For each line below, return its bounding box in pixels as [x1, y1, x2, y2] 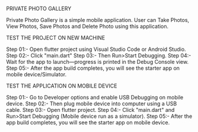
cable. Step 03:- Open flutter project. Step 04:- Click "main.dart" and [6, 107, 175, 113]
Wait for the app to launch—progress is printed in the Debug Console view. [6, 59, 189, 65]
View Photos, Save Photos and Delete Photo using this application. [6, 23, 169, 30]
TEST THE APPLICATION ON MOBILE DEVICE [6, 82, 117, 89]
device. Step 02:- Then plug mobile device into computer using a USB [6, 100, 177, 107]
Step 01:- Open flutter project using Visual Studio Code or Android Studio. [6, 46, 186, 53]
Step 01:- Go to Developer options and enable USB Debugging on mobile [6, 94, 184, 101]
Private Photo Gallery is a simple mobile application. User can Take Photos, [6, 17, 190, 23]
